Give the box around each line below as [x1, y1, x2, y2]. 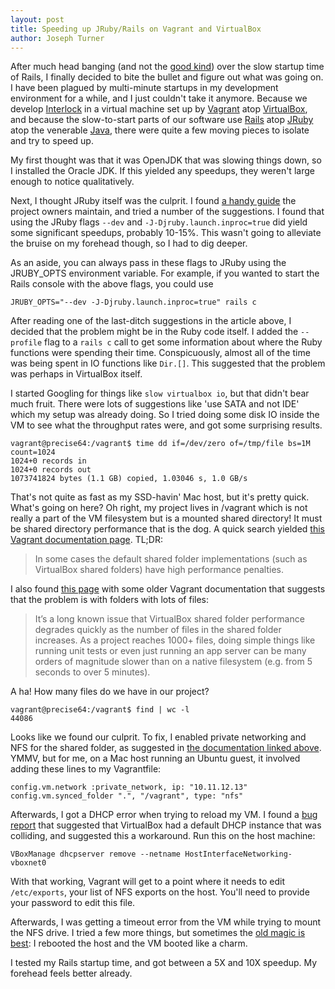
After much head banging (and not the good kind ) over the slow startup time [10, 61, 325, 73]
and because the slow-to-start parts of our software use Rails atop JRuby [10, 114, 314, 126]
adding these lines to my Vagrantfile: [10, 763, 162, 775]
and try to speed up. [10, 135, 94, 147]
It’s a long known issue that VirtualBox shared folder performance [34, 613, 305, 625]
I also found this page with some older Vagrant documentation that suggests [10, 583, 326, 595]
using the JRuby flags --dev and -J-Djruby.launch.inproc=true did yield [10, 216, 308, 228]
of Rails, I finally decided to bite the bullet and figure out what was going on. [10, 71, 324, 83]
